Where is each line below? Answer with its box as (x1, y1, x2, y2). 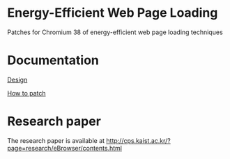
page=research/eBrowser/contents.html (7, 144, 122, 152)
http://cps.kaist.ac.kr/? (106, 136, 171, 144)
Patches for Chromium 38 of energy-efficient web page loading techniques (7, 28, 223, 36)
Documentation (7, 52, 100, 68)
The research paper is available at (7, 136, 105, 144)
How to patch (7, 89, 47, 97)
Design (7, 75, 28, 84)
